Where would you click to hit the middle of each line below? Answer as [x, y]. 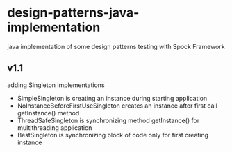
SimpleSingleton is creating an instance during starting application [112, 98]
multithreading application [55, 127]
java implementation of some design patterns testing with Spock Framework [116, 46]
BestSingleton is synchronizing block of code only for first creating [113, 135]
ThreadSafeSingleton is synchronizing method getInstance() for [108, 120]
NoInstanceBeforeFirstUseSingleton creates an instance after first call [117, 106]
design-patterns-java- [73, 13]
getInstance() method [48, 113]
